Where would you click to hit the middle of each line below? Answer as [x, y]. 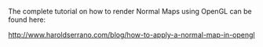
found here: [27, 20]
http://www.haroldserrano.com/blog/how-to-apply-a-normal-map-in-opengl [131, 35]
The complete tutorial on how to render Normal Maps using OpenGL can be [130, 11]
